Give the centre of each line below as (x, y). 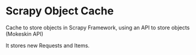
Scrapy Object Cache (60, 11)
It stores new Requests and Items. (47, 45)
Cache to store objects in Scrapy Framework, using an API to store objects (98, 27)
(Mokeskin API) (24, 33)
